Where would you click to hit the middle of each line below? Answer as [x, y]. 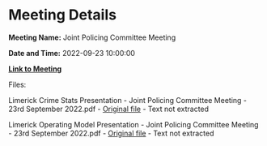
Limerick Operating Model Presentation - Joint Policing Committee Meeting [133, 124]
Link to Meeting [35, 69]
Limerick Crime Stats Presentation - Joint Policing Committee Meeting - [128, 100]
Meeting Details [63, 15]
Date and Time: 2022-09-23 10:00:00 [72, 53]
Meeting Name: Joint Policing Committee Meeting [92, 37]
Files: [17, 84]
